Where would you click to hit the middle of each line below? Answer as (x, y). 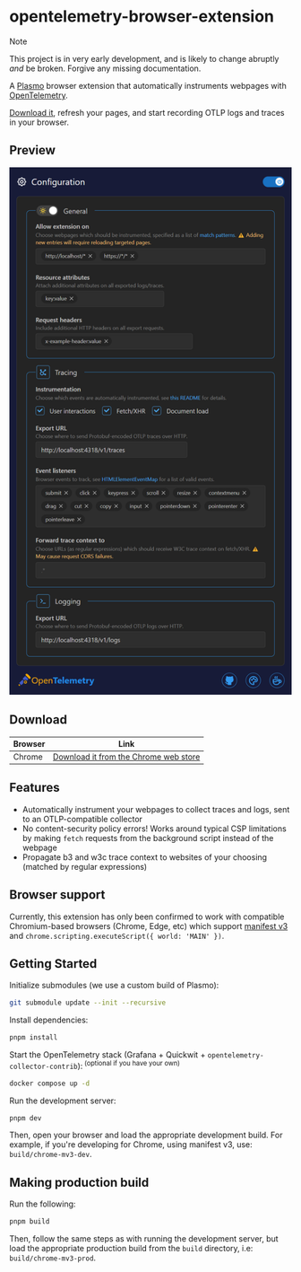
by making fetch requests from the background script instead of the (148, 838)
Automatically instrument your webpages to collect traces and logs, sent (156, 809)
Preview (33, 150)
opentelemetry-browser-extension (142, 17)
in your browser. (39, 122)
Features (34, 788)
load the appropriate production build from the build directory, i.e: (131, 1249)
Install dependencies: (49, 1020)
